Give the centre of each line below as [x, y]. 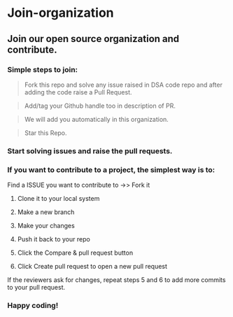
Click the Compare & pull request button [75, 253]
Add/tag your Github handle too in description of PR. [100, 106]
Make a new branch [46, 212]
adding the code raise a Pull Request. [78, 92]
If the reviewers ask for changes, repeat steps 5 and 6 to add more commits [116, 280]
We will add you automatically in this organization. [97, 119]
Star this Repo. [46, 133]
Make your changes [46, 226]
